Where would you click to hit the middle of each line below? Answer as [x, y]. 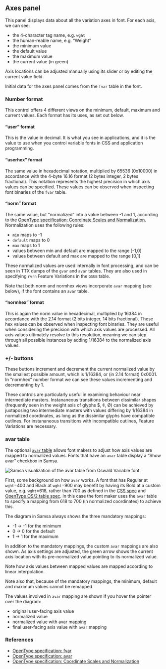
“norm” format [21, 203]
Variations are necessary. [31, 426]
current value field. [24, 76]
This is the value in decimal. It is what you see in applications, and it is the [81, 138]
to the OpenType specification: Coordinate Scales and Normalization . [76, 220]
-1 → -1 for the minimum [37, 526]
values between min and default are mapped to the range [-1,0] [77, 251]
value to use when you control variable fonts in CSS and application [74, 143]
